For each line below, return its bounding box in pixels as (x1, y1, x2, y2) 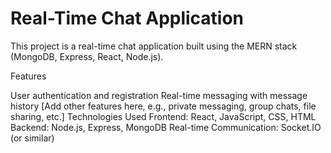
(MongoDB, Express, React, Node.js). (10, 50, 164, 62)
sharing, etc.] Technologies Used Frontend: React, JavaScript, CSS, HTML (10, 110, 317, 122)
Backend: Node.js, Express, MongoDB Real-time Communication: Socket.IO (10, 121, 322, 133)
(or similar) (10, 132, 55, 144)
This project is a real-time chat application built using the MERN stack (10, 40, 298, 52)
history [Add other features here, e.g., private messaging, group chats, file (10, 100, 317, 112)
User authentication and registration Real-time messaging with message (10, 89, 308, 101)
